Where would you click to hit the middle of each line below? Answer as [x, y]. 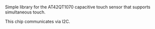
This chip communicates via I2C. [38, 22]
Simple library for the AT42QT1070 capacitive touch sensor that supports [78, 7]
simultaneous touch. [25, 12]
